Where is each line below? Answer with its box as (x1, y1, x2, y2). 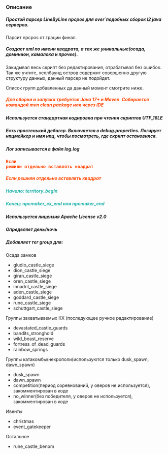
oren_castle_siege (13, 278, 51, 284)
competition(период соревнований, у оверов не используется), (13, 382, 151, 388)
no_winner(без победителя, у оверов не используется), (13, 393, 133, 399)
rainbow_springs (13, 346, 48, 352)
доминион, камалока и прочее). (6, 51, 78, 57)
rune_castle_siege (13, 299, 51, 306)
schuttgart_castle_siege (13, 305, 63, 311)
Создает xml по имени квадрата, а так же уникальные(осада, (6, 46, 146, 52)
